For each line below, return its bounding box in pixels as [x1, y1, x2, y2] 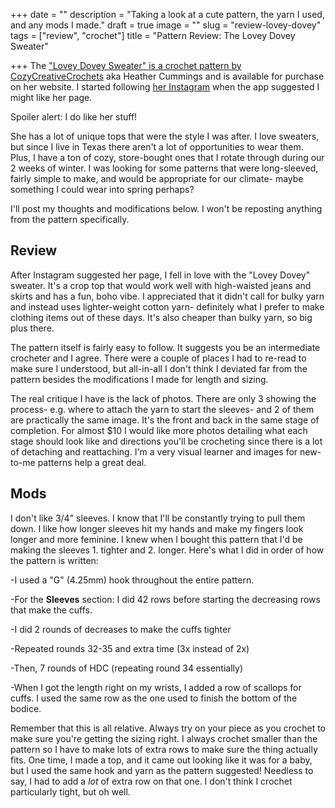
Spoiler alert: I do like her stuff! [10, 111, 138, 123]
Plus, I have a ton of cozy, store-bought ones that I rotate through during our [10, 152, 325, 163]
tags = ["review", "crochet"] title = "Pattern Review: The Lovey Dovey [10, 30, 296, 41]
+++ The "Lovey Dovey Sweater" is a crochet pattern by [10, 60, 242, 71]
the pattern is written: [10, 554, 99, 566]
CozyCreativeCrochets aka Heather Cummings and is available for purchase [10, 70, 325, 82]
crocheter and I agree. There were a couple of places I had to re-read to [10, 352, 307, 364]
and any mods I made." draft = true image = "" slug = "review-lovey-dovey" [10, 19, 322, 31]
